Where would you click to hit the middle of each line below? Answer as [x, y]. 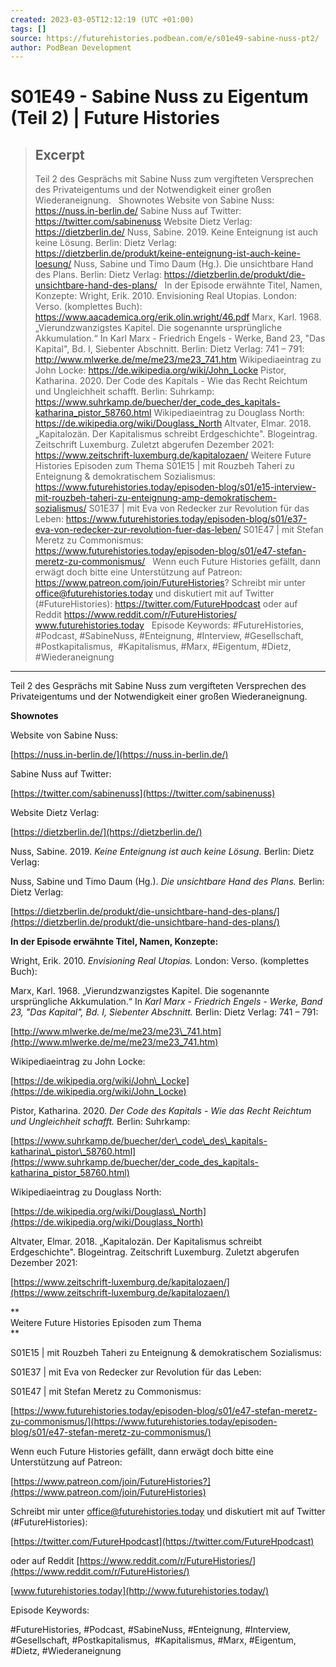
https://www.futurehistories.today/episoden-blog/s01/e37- [186, 519]
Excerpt [59, 154]
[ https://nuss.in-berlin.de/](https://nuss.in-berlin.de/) [119, 755]
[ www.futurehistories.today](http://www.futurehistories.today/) [140, 1591]
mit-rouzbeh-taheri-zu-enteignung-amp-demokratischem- [155, 498]
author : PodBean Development [71, 47]
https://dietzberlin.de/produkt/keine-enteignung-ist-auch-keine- [167, 253]
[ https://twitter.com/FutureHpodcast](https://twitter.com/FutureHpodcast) [162, 1542]
